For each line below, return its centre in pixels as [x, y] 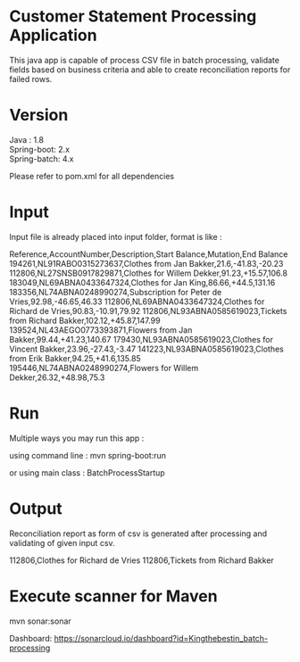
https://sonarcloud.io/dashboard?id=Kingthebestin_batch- [161, 638]
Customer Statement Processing [133, 17]
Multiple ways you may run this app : [77, 438]
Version [39, 116]
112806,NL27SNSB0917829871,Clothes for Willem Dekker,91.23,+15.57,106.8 [149, 273]
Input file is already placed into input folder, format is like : [116, 236]
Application [53, 35]
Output [36, 508]
